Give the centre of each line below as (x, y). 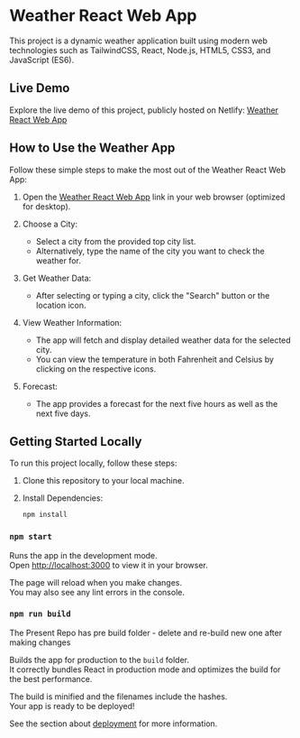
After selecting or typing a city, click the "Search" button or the (153, 295)
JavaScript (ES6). (42, 60)
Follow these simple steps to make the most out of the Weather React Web (148, 170)
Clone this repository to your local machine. (103, 481)
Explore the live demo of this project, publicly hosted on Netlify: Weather (144, 110)
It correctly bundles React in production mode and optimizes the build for (145, 669)
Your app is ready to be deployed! (72, 706)
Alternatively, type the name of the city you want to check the (150, 251)
